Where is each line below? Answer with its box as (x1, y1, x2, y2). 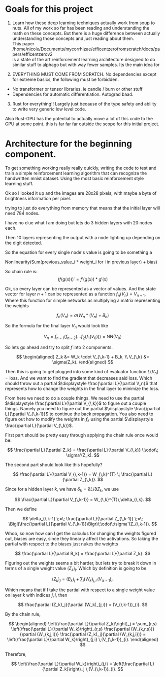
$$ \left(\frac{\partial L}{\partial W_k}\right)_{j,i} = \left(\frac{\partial (11, 661, 149, 667)
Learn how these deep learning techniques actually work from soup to (12, 20, 155, 26)
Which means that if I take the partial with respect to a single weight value (5, 587, 155, 593)
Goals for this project (5, 3, 93, 15)
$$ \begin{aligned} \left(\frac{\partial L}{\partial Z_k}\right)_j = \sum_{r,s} (8, 621, 157, 627)
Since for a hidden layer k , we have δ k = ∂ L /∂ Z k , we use (5, 486, 119, 493)
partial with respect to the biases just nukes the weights (5, 541, 118, 547)
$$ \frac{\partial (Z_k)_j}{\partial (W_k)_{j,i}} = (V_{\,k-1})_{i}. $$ (18, 602, 148, 607)
